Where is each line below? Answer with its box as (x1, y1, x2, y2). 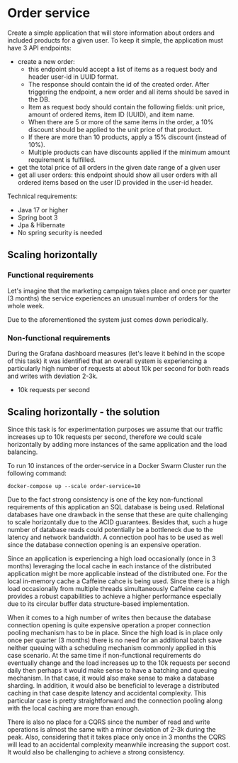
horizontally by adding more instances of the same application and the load (7, 440, 227, 448)
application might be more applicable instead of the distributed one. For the (7, 569, 228, 578)
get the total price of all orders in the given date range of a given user (17, 163, 221, 171)
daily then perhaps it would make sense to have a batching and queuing (7, 666, 217, 674)
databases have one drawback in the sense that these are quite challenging (7, 510, 228, 519)
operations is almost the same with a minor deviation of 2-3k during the (7, 725, 216, 733)
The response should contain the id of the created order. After (28, 80, 210, 88)
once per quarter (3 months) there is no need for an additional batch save (7, 636, 222, 644)
